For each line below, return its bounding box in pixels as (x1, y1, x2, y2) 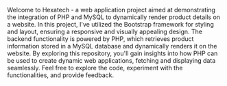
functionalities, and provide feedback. (7, 71, 115, 79)
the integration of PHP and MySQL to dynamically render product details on (7, 13, 221, 21)
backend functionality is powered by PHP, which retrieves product (7, 35, 194, 43)
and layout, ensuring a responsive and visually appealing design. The (7, 27, 202, 35)
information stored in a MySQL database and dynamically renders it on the (7, 42, 217, 50)
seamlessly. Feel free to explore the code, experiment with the (7, 64, 183, 72)
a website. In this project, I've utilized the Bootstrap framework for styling (7, 20, 214, 28)
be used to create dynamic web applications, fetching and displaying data (7, 57, 216, 64)
